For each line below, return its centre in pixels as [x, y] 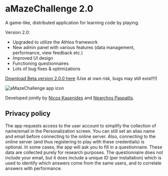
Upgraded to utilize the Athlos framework [55, 42]
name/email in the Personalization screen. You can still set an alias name [80, 131]
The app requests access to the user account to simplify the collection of [81, 125]
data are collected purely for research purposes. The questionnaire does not [84, 152]
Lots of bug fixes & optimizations [46, 69]
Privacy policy [28, 114]
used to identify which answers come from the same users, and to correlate [83, 163]
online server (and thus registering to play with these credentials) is [75, 141]
